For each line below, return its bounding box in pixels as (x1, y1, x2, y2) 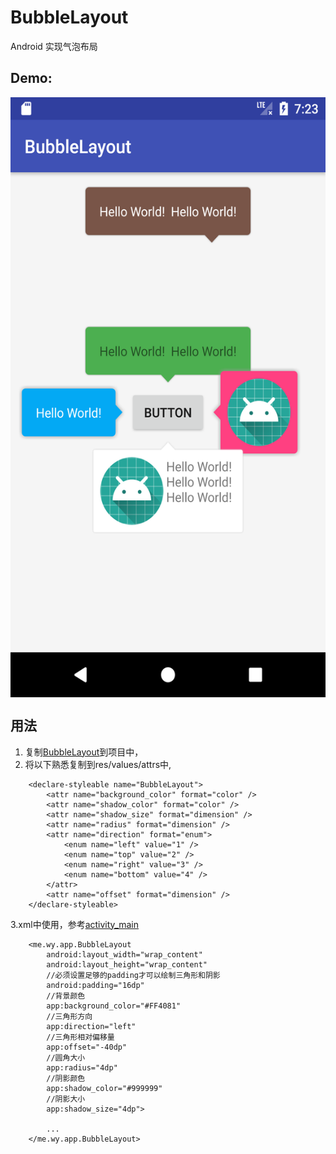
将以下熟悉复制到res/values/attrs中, (24, 758, 172, 770)
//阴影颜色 (46, 1073, 86, 1083)
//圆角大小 (46, 1052, 86, 1063)
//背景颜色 (46, 991, 86, 1001)
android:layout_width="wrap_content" (46, 949, 203, 960)
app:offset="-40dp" (46, 1042, 128, 1052)
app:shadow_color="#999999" (46, 1083, 163, 1093)
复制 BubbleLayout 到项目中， (24, 746, 144, 758)
